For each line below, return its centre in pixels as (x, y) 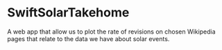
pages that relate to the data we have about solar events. (88, 38)
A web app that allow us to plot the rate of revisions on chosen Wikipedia (112, 32)
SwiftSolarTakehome (68, 13)
